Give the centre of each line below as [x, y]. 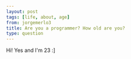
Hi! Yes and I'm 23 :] [31, 50]
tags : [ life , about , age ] [38, 17]
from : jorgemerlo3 [29, 22]
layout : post [22, 12]
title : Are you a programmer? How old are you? [66, 28]
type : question [25, 34]
